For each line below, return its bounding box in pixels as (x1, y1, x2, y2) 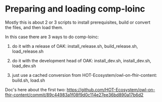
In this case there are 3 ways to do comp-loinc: (5, 34, 99, 40)
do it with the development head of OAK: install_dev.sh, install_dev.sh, (12, 58, 151, 63)
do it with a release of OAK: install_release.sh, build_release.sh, (12, 43, 138, 49)
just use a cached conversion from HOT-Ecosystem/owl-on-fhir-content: (12, 72, 157, 78)
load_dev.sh (12, 63, 36, 69)
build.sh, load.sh (12, 77, 45, 83)
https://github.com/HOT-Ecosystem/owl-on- (67, 87, 156, 92)
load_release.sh (12, 48, 44, 54)
